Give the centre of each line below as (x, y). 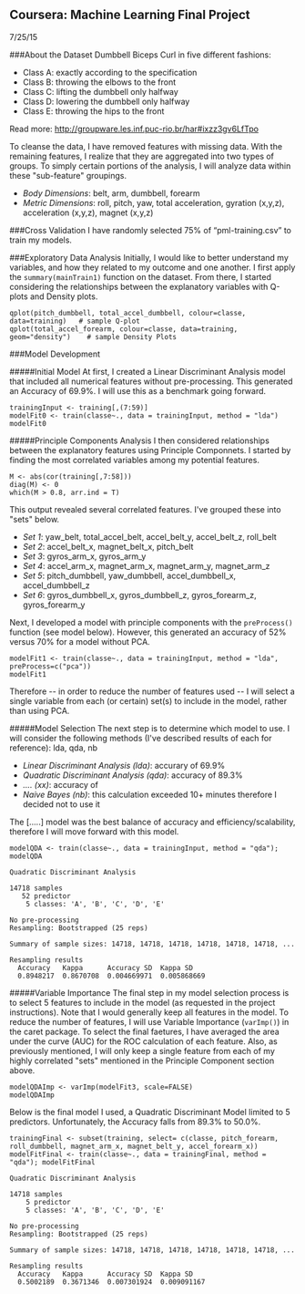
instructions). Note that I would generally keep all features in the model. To (149, 1012)
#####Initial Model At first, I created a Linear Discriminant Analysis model (147, 371)
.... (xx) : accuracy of (60, 784)
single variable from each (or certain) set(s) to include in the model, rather (148, 700)
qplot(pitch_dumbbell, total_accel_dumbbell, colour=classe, (128, 313)
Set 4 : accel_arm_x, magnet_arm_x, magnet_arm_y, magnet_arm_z (146, 565)
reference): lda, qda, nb (54, 748)
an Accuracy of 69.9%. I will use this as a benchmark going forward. (138, 390)
